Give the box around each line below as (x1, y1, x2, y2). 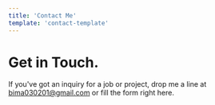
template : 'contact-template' (8, 19, 109, 27)
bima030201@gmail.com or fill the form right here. (8, 88, 174, 98)
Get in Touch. (8, 53, 99, 72)
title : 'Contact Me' (8, 11, 78, 20)
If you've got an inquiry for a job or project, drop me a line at (8, 80, 207, 89)
